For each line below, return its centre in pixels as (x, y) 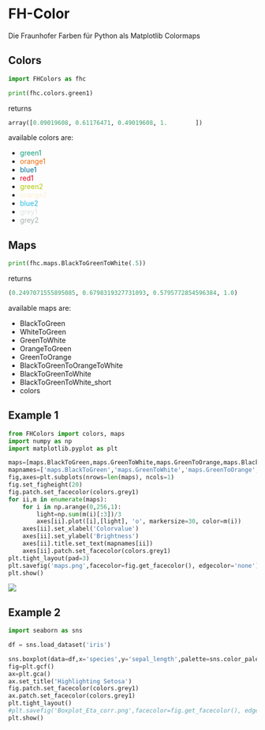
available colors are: (41, 138)
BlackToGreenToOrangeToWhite (71, 365)
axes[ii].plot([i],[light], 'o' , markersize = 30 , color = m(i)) (139, 522)
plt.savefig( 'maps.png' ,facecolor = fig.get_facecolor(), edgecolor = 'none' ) (134, 565)
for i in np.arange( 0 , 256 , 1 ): (72, 507)
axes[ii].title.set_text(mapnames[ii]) (88, 543)
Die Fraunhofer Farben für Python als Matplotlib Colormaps (105, 36)
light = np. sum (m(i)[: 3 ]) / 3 (79, 514)
